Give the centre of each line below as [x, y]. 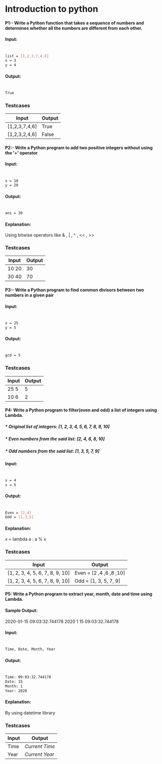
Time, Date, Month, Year [30, 649]
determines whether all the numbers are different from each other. [74, 28]
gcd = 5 [13, 356]
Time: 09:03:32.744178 [28, 677]
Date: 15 [14, 682]
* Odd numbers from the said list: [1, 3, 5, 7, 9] [52, 451]
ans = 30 [14, 213]
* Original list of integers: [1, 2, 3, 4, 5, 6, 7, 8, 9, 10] [57, 426]
